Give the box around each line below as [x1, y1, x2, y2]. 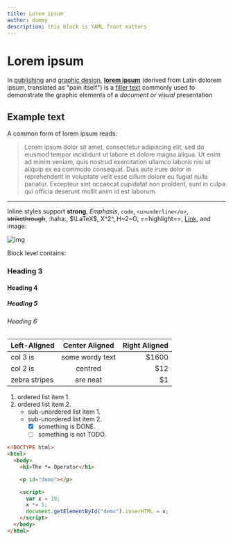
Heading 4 [7, 283, 38, 292]
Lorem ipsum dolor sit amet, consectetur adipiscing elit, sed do [24, 143, 205, 152]
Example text [7, 111, 65, 122]
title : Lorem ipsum [7, 10, 64, 17]
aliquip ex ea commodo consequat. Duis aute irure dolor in [24, 165, 191, 174]
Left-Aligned [10, 341, 55, 350]
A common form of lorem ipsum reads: [7, 129, 118, 138]
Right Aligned [122, 341, 169, 350]
